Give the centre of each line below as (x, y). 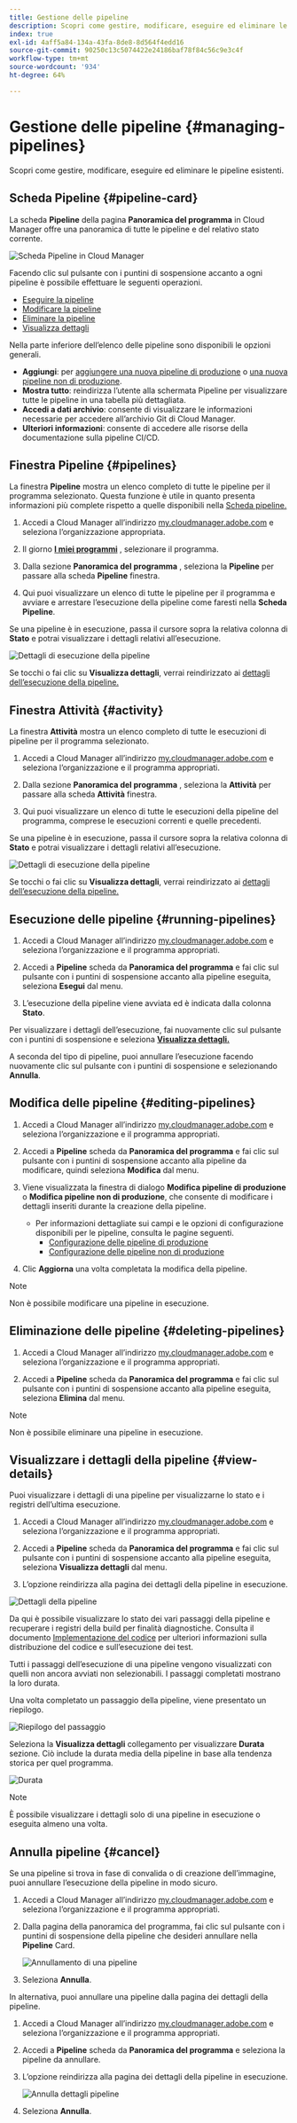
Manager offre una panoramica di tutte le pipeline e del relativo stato (134, 229)
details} (31, 1474)
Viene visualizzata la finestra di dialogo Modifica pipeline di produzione (154, 1187)
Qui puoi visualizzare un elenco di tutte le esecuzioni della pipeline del (150, 812)
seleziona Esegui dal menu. (73, 986)
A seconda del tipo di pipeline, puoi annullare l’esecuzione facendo (132, 1056)
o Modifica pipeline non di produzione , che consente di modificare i (147, 1196)
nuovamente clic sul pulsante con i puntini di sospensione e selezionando (143, 1065)
